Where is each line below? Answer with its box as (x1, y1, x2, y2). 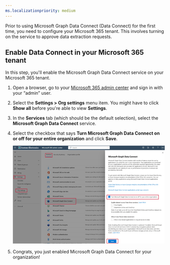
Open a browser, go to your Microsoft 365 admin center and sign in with (12, 85, 163, 91)
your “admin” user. (12, 90, 52, 96)
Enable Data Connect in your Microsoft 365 (5, 48, 144, 57)
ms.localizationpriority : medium (5, 8, 76, 13)
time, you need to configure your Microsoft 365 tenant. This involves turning (5, 28, 164, 34)
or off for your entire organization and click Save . (12, 136, 118, 142)
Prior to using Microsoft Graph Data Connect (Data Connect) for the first (5, 23, 156, 29)
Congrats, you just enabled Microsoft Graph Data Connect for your (12, 248, 152, 254)
